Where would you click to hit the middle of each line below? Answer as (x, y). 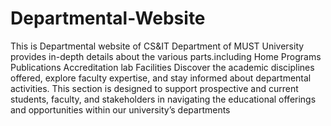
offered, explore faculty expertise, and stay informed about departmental (161, 78)
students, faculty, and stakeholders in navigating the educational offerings (163, 99)
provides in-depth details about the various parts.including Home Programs (166, 56)
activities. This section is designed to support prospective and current (154, 88)
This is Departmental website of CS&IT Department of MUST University (157, 46)
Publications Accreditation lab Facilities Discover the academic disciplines (162, 67)
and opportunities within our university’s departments (120, 109)
